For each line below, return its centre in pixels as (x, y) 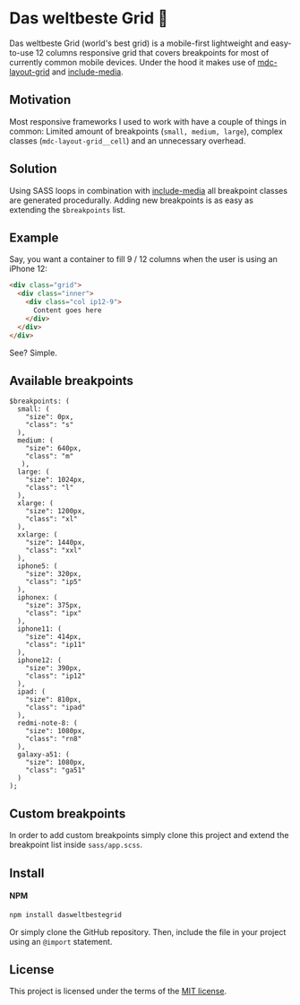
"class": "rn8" (54, 739)
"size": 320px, (54, 574)
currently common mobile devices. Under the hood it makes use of (133, 62)
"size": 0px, (50, 417)
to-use (21, 52)
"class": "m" (50, 457)
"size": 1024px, (56, 480)
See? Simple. (34, 353)
